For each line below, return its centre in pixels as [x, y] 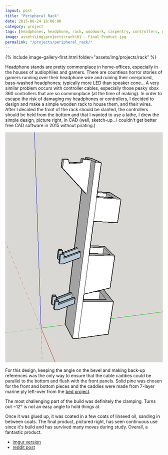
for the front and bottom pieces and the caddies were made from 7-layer [80, 386]
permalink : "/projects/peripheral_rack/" [49, 43]
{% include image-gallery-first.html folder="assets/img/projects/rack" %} [81, 57]
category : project [24, 27]
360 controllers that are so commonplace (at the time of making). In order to [84, 93]
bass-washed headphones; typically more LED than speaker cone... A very [82, 83]
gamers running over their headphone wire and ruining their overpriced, [79, 77]
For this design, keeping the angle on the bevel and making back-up [75, 370]
